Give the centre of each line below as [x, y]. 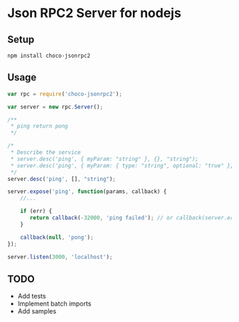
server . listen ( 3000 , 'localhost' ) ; [60, 257]
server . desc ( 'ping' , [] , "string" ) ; [62, 179]
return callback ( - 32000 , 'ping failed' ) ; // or [101, 218]
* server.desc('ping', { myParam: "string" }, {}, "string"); [105, 159]
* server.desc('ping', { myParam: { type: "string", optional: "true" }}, [123, 165]
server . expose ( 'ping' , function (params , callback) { [87, 192]
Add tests [32, 296]
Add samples [37, 311]
